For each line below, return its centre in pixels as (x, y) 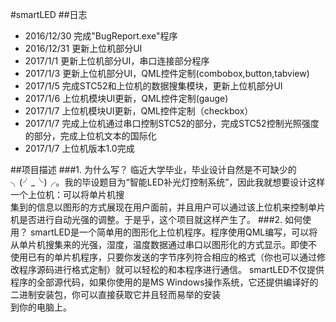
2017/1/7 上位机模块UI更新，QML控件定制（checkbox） (139, 111)
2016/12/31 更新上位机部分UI (83, 48)
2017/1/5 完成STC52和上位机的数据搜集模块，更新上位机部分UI (153, 86)
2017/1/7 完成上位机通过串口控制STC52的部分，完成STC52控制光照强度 (172, 123)
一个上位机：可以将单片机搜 (67, 194)
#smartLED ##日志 (49, 14)
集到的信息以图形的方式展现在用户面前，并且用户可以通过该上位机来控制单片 (168, 207)
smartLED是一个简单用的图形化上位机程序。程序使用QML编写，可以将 (173, 232)
